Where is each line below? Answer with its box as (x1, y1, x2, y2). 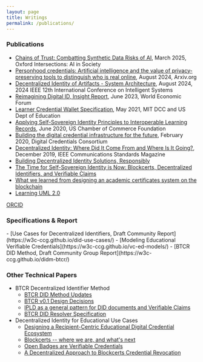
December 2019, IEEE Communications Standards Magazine (15, 150, 165, 158)
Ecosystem (24, 330, 52, 337)
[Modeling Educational (119, 236, 176, 243)
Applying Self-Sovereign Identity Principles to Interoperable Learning (15, 118, 188, 126)
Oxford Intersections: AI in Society (15, 60, 101, 67)
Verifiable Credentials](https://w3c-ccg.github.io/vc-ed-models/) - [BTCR (6, 243, 190, 250)
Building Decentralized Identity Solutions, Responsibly (15, 157, 150, 164)
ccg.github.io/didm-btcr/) (6, 255, 70, 263)
